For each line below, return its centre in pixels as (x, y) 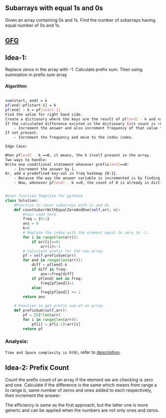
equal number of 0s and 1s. (33, 25)
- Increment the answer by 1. (45, 169)
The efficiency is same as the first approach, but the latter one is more (77, 405)
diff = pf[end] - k (49, 265)
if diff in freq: (49, 269)
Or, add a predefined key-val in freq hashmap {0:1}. (62, 174)
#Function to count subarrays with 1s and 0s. (63, 205)
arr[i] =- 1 (50, 246)
